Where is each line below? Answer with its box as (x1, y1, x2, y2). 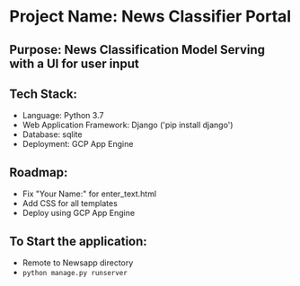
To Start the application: (9, 233, 148, 248)
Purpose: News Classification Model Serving (9, 42, 266, 57)
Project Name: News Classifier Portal (9, 6, 292, 27)
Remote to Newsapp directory (22, 257, 134, 268)
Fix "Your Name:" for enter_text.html (22, 188, 157, 199)
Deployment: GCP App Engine (22, 139, 134, 150)
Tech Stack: (9, 86, 78, 101)
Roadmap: (9, 164, 68, 180)
